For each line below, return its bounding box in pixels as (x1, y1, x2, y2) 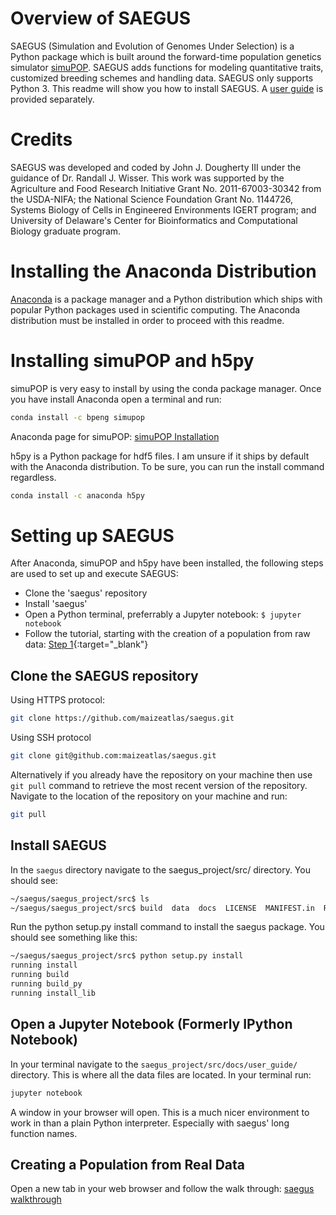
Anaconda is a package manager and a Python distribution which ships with (10, 293, 323, 305)
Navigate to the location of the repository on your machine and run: (10, 790, 288, 802)
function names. (10, 1127, 78, 1139)
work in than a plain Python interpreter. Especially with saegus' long (10, 1117, 290, 1129)
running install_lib (10, 988, 97, 998)
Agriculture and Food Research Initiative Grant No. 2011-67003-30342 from (10, 182, 322, 194)
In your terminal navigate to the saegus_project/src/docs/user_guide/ (10, 1058, 298, 1070)
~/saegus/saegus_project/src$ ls (10, 893, 150, 904)
